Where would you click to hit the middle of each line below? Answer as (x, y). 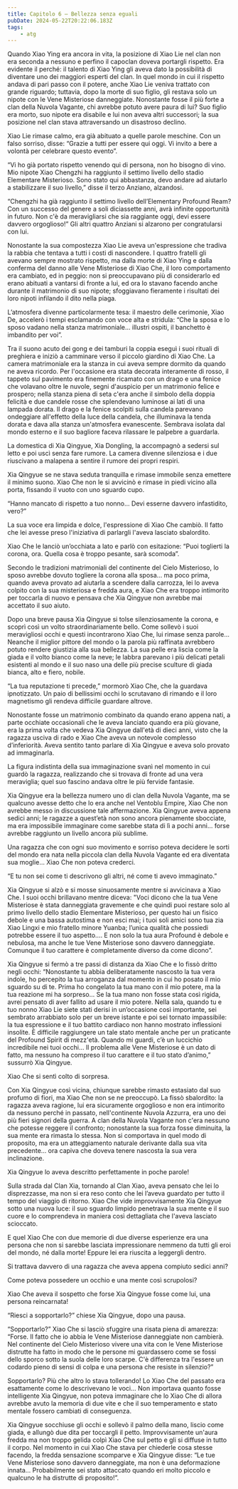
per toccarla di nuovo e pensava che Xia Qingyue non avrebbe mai (105, 598)
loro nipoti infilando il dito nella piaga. (62, 298)
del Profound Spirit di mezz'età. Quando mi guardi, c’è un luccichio (105, 1040)
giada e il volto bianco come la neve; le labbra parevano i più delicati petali (116, 657)
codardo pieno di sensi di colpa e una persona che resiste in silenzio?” (110, 1367)
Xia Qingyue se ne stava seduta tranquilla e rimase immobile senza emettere (119, 475)
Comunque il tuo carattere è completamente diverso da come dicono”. (110, 951)
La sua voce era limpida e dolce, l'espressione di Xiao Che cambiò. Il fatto (115, 525)
